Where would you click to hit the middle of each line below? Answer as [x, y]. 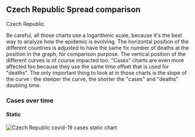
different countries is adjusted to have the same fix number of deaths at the [98, 48]
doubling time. [24, 85]
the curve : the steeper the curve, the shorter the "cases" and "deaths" [92, 79]
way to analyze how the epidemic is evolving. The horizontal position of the [97, 41]
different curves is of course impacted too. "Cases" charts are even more [95, 60]
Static [14, 115]
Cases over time [30, 101]
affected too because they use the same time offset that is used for [88, 66]
